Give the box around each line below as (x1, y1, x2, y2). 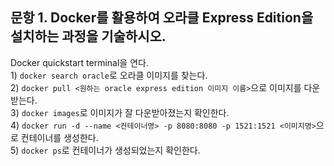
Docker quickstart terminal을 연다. (10, 56, 149, 68)
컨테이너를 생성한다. (20, 131, 99, 143)
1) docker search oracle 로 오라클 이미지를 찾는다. (10, 69, 208, 81)
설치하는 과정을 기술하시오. (10, 28, 167, 45)
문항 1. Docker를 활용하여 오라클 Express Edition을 (10, 9, 314, 27)
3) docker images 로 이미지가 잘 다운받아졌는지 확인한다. (10, 106, 230, 118)
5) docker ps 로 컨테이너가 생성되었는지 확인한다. (10, 144, 201, 156)
